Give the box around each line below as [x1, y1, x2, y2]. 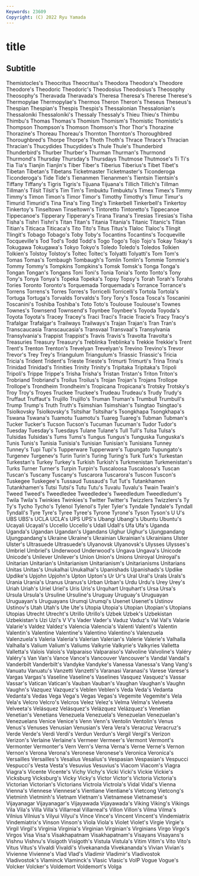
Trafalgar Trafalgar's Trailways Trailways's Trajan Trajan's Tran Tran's [6, 319, 176, 326]
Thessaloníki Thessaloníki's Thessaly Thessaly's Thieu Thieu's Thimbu [6, 111, 179, 118]
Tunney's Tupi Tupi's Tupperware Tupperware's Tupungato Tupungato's [6, 445, 182, 453]
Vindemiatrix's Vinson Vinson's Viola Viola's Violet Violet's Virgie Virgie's [6, 818, 184, 825]
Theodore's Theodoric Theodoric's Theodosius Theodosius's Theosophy [6, 86, 185, 93]
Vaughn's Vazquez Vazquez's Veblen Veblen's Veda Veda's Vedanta [6, 686, 174, 693]
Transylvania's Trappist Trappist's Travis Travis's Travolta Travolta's [6, 332, 172, 339]
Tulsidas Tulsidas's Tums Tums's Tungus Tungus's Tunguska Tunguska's [6, 433, 185, 440]
